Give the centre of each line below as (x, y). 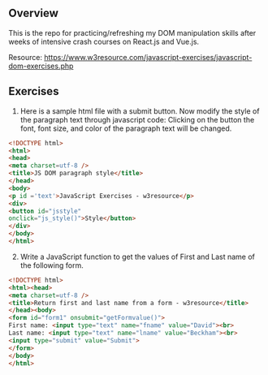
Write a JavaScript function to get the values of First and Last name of (138, 256)
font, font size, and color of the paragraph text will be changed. (126, 128)
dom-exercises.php (41, 66)
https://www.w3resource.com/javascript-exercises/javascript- (148, 57)
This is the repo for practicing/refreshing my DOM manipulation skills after (132, 32)
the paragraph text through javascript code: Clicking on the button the (137, 119)
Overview (34, 13)
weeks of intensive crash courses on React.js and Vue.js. (104, 41)
